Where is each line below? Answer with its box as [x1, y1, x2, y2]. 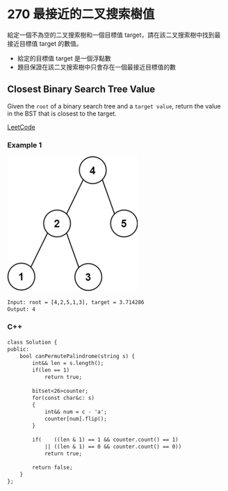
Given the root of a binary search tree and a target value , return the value [7, 102, 221, 110]
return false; [32, 464, 73, 471]
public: [7, 346, 30, 353]
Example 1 [7, 140, 42, 150]
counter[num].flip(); [44, 415, 108, 422]
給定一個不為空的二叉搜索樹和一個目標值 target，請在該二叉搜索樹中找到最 [7, 31, 221, 39]
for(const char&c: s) [32, 394, 95, 401]
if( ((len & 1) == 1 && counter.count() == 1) [32, 436, 179, 443]
